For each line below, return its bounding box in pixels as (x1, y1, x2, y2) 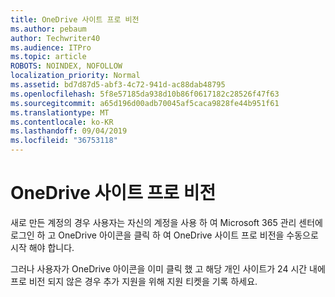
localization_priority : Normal (10, 71, 141, 81)
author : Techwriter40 (10, 33, 101, 43)
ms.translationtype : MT (10, 107, 110, 118)
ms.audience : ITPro (10, 42, 92, 53)
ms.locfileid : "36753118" (10, 136, 118, 146)
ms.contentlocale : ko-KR (10, 117, 114, 127)
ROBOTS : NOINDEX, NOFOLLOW (10, 61, 123, 71)
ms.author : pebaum (10, 24, 87, 34)
